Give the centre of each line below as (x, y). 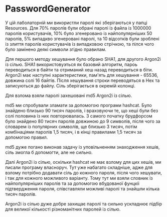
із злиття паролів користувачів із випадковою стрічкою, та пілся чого (80, 44)
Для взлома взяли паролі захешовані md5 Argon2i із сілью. (69, 95)
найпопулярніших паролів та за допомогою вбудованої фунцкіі (72, 183)
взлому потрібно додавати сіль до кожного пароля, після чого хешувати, (83, 173)
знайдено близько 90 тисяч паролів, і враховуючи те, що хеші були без (82, 111)
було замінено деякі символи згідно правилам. (56, 49)
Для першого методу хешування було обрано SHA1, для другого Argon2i (83, 59)
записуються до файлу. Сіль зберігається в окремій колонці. (70, 85)
